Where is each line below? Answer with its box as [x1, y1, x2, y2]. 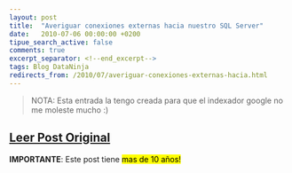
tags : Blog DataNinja [9, 63, 90, 72]
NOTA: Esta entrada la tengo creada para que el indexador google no [30, 95, 284, 106]
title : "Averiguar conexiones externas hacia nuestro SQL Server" [9, 21, 264, 30]
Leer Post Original [9, 130, 111, 145]
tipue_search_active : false [9, 37, 114, 47]
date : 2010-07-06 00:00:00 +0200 [9, 29, 141, 38]
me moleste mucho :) [30, 104, 109, 115]
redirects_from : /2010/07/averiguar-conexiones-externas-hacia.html [9, 71, 268, 80]
